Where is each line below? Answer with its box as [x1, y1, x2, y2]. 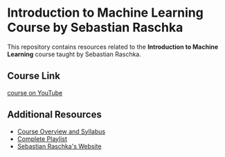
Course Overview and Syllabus [17, 127, 106, 135]
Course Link [7, 70, 61, 82]
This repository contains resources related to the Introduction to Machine [7, 42, 219, 51]
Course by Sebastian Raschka [7, 19, 183, 35]
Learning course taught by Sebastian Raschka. [7, 50, 142, 58]
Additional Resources [7, 109, 102, 121]
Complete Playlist [17, 134, 68, 143]
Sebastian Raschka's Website [17, 142, 102, 150]
